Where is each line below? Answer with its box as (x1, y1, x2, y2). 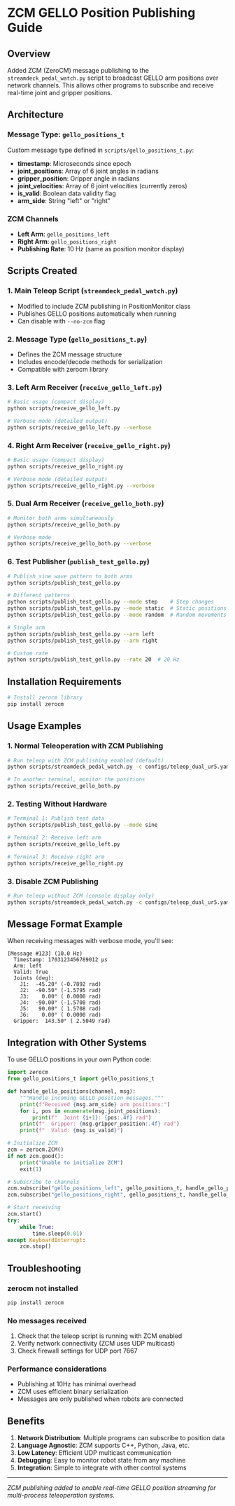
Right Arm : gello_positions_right (17, 237, 117, 246)
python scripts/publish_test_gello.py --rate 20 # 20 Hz (7, 656, 180, 663)
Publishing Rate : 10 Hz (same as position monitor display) (17, 244, 185, 253)
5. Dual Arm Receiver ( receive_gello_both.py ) (7, 498, 164, 508)
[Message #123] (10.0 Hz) (7, 950, 83, 957)
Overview (7, 48, 51, 60)
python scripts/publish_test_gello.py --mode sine (7, 821, 158, 829)
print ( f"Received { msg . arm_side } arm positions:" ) (20, 1101, 171, 1108)
